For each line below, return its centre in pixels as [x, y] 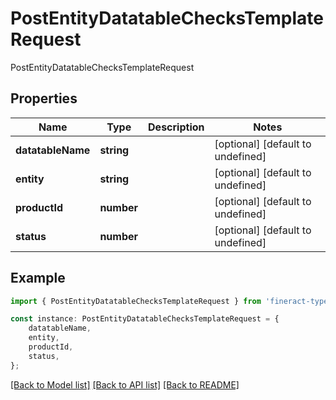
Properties [44, 98]
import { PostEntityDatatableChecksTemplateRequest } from [136, 301]
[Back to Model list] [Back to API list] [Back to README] [125, 384]
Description [176, 127]
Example [38, 278]
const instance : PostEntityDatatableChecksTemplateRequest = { [145, 319]
